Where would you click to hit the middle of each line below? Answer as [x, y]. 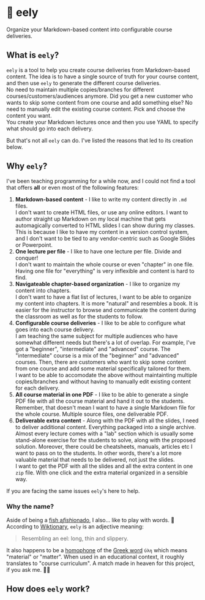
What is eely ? [33, 55]
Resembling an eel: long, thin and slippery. [75, 538]
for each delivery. [37, 388]
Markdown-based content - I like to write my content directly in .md [101, 199]
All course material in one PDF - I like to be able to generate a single [102, 394]
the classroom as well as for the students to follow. [79, 316]
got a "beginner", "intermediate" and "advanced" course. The [93, 349]
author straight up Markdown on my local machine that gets [91, 219]
